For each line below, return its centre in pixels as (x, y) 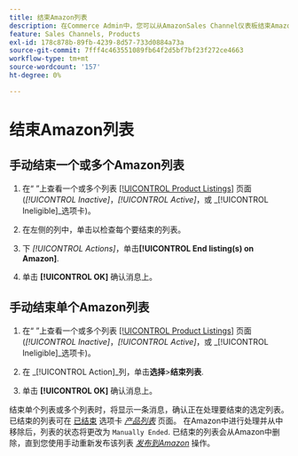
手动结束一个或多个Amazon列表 (97, 165)
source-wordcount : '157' (55, 68)
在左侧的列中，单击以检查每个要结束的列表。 (104, 229)
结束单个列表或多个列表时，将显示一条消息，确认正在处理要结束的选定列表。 (149, 409)
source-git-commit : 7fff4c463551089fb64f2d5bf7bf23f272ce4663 (126, 51)
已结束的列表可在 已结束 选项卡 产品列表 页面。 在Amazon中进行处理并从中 (146, 420)
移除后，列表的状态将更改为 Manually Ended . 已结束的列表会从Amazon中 (141, 431)
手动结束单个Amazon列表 (79, 308)
